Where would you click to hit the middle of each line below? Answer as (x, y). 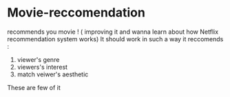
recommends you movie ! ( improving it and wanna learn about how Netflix (113, 32)
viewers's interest (42, 67)
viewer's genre (38, 59)
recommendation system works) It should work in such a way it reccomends (115, 39)
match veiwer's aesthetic (53, 74)
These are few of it (34, 87)
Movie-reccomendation (76, 13)
